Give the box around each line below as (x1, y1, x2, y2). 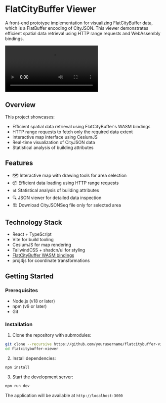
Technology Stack (5, 218, 62, 226)
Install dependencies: (12, 355, 56, 361)
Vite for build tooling (12, 237, 54, 243)
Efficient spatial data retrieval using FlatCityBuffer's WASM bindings (12, 123, 151, 129)
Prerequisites (5, 287, 38, 294)
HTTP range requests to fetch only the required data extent (12, 129, 133, 135)
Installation (5, 321, 33, 328)
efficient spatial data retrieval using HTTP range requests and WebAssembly (5, 30, 161, 36)
